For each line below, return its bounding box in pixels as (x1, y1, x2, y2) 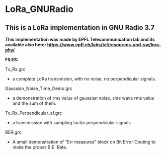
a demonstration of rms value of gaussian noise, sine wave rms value (12, 95, 155, 101)
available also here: (5, 42, 46, 48)
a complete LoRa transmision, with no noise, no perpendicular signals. (12, 76, 157, 81)
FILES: (5, 57, 19, 63)
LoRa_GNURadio (5, 3, 74, 15)
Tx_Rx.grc (5, 66, 26, 72)
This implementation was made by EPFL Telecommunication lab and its (5, 36, 155, 42)
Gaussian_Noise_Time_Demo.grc (5, 85, 73, 91)
